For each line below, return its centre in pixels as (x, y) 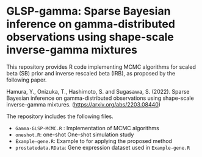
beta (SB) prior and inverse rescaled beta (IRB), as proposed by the (91, 73)
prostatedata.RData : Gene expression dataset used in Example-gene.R (103, 147)
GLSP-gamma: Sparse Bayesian (88, 11)
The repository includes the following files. (60, 116)
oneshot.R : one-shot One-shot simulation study (74, 134)
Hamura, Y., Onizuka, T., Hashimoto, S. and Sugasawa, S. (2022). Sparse (98, 91)
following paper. (27, 80)
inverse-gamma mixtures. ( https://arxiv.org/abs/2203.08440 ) (83, 104)
